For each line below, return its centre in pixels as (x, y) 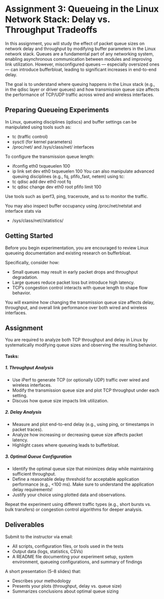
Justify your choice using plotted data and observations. (69, 495)
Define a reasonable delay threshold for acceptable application (76, 479)
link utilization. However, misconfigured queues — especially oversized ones (82, 64)
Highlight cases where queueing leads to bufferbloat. (66, 445)
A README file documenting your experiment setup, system (73, 556)
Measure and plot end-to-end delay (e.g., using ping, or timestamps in (83, 424)
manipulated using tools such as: (38, 127)
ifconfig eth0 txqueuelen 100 (41, 166)
